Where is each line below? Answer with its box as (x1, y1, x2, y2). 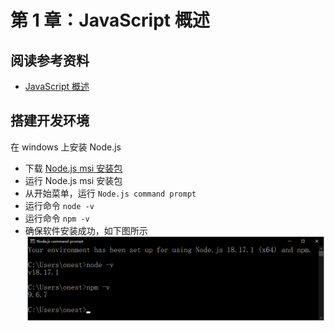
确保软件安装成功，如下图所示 (24, 224, 148, 236)
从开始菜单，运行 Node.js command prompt (24, 187, 197, 199)
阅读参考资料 (10, 52, 90, 69)
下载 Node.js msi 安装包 (24, 162, 123, 174)
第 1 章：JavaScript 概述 (10, 9, 210, 32)
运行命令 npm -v (24, 212, 90, 224)
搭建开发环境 (10, 112, 90, 130)
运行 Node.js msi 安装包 (24, 174, 123, 186)
